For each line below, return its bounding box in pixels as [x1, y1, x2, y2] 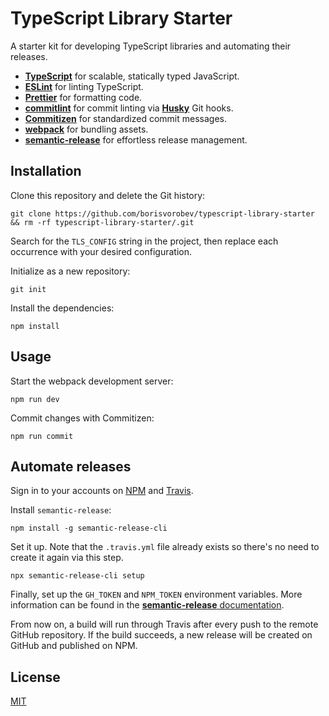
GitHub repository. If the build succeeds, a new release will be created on [10, 629, 313, 641]
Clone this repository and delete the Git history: [10, 189, 206, 201]
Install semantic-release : [10, 504, 112, 516]
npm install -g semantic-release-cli [10, 523, 168, 534]
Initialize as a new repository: [10, 265, 131, 277]
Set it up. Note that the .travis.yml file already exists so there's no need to [10, 541, 320, 553]
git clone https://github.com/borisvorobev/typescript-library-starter [10, 208, 315, 219]
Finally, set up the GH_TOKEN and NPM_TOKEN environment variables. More [10, 588, 303, 601]
